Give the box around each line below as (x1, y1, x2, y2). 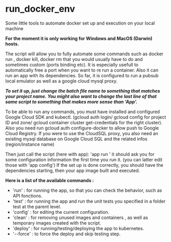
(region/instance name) (5, 141, 55, 147)
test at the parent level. (12, 203, 61, 210)
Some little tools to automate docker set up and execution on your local (5, 20, 155, 26)
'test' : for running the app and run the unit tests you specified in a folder (12, 198, 166, 204)
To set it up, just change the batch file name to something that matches (5, 87, 160, 94)
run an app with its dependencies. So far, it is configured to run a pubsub (5, 72, 159, 78)
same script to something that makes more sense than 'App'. (5, 98, 138, 105)
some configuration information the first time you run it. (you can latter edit (5, 157, 162, 163)
